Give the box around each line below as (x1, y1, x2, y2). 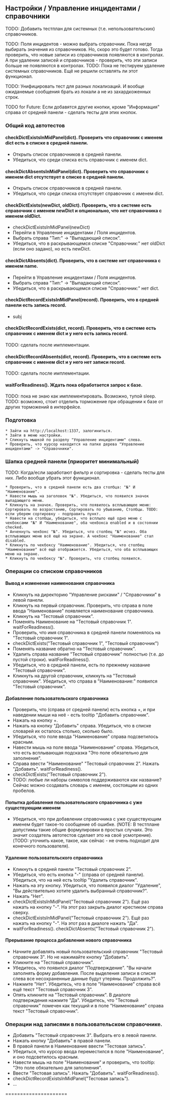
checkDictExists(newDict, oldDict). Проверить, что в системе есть (5, 202, 152, 208)
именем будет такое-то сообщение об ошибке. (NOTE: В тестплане (12, 822, 160, 828)
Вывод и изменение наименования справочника (5, 580, 115, 586)
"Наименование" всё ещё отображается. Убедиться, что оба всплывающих (5, 547, 158, 552)
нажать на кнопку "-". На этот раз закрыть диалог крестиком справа (12, 904, 163, 910)
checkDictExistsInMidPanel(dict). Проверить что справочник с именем (5, 134, 163, 140)
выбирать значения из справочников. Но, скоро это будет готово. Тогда (5, 46, 163, 52)
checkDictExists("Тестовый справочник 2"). (12, 771, 107, 778)
